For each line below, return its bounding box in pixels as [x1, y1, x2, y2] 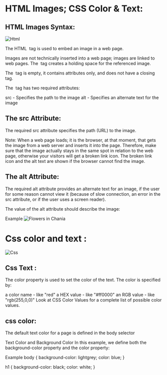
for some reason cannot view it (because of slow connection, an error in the [5, 191, 161, 197]
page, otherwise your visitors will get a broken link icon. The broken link [5, 152, 153, 159]
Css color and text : [5, 233, 87, 244]
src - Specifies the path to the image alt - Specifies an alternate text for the [5, 95, 159, 100]
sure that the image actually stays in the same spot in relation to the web [5, 148, 154, 153]
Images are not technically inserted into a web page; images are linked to [5, 55, 155, 61]
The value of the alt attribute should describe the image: [5, 206, 120, 212]
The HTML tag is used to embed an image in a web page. [5, 46, 124, 51]
